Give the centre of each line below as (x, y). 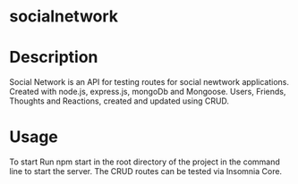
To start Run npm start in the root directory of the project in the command (145, 162)
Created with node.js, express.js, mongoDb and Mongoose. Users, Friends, (148, 92)
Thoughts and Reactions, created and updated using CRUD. (119, 101)
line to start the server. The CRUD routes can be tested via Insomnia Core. (146, 171)
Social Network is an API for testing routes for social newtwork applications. (149, 82)
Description (54, 58)
